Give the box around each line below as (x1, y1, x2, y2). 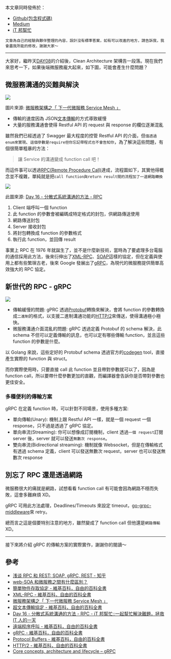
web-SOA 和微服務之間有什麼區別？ (12, 579, 88, 585)
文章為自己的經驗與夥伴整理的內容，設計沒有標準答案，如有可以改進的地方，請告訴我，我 (5, 38, 164, 43)
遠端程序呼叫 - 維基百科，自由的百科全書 (12, 623, 98, 629)
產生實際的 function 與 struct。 (5, 355, 70, 361)
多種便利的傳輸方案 (5, 393, 52, 400)
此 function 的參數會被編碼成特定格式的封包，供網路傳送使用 (12, 211, 140, 217)
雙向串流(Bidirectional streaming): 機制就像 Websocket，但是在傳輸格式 (12, 442, 163, 448)
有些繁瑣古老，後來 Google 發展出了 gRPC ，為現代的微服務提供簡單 (18, 260, 160, 266)
